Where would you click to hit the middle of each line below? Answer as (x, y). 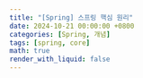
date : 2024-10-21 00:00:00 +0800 (72, 26)
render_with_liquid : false (60, 59)
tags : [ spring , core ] (50, 43)
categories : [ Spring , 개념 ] (60, 34)
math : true (30, 51)
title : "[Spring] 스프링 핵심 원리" (71, 17)
